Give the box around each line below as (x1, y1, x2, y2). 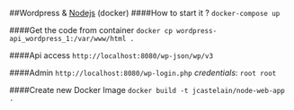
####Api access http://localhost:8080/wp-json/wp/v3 (9, 50, 214, 61)
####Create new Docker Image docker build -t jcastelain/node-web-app (9, 85, 286, 95)
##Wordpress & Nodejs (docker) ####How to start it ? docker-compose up (9, 8, 281, 18)
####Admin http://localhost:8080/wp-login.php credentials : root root (9, 67, 277, 78)
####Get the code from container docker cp (9, 25, 174, 35)
